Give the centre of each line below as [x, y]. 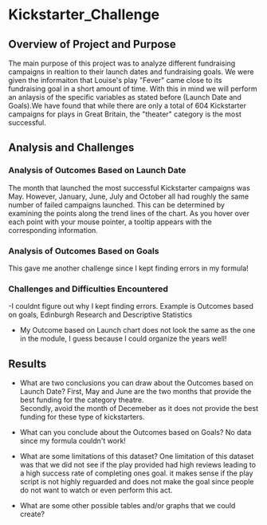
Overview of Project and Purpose [92, 44]
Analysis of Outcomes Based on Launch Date [97, 171]
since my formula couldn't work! [73, 441]
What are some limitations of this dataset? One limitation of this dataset [137, 456]
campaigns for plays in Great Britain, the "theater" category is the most [125, 114]
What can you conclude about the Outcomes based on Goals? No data [135, 432]
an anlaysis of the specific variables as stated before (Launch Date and [125, 97]
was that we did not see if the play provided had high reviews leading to [138, 465]
